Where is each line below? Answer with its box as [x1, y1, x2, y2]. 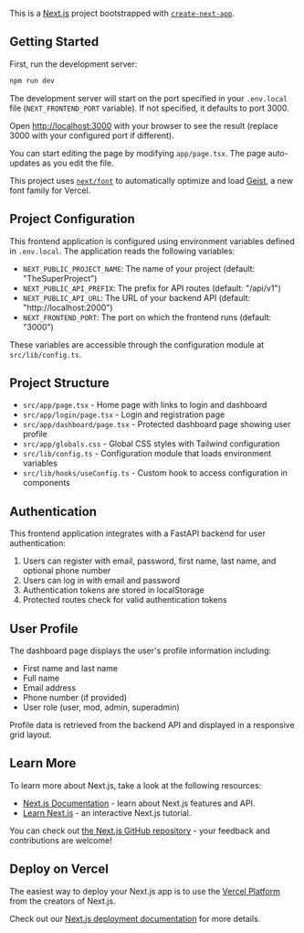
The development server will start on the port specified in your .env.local [9, 92, 288, 103]
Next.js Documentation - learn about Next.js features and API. [22, 798, 256, 809]
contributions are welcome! [9, 834, 112, 845]
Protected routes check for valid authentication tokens [22, 595, 227, 606]
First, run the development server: [9, 59, 138, 70]
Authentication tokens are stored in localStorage [22, 584, 204, 595]
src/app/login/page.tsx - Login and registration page [22, 409, 225, 420]
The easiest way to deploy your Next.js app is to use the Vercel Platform [9, 885, 281, 896]
